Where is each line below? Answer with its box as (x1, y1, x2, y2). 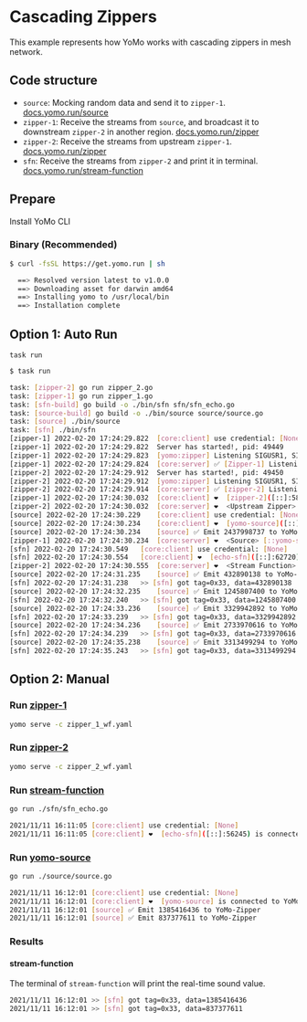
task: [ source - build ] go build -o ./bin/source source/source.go (9, 408, 263, 417)
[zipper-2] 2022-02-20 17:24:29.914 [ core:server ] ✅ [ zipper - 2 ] (9, 485, 265, 494)
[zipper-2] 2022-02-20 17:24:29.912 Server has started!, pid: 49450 (9, 468, 284, 477)
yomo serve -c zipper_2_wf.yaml (9, 762, 132, 771)
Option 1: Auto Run (9, 326, 118, 342)
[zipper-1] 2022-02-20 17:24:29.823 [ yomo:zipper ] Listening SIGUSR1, (9, 450, 288, 460)
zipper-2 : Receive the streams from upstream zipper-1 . (22, 135, 233, 147)
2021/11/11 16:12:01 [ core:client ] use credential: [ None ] (9, 888, 239, 897)
